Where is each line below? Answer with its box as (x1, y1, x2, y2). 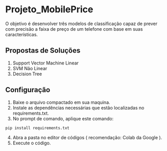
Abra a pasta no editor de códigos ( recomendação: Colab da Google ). (12, 134, 162, 140)
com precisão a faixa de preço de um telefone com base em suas (5, 26, 143, 32)
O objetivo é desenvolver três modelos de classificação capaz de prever (5, 20, 157, 27)
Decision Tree (12, 71, 42, 77)
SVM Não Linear (12, 65, 47, 71)
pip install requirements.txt (5, 125, 70, 131)
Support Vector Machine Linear (12, 60, 79, 66)
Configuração (5, 85, 51, 94)
